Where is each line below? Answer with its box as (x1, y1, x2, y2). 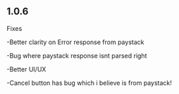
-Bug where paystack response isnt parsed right (6, 51, 147, 60)
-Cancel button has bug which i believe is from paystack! (6, 79, 172, 87)
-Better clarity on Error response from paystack (6, 38, 144, 46)
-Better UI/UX (6, 65, 47, 73)
